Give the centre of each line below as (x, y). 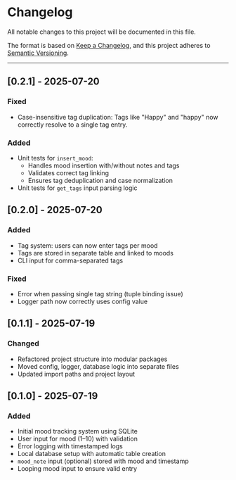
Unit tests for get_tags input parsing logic (77, 188)
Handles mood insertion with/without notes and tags (104, 165)
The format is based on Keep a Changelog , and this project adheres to (109, 45)
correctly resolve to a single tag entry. (72, 125)
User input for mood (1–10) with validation (78, 439)
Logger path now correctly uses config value (83, 301)
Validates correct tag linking (68, 172)
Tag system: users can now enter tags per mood (87, 245)
